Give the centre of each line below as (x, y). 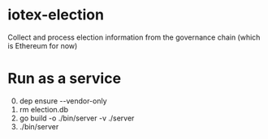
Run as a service (65, 79)
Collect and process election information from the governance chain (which (134, 37)
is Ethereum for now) (43, 45)
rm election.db (44, 109)
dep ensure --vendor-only (63, 101)
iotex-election (56, 15)
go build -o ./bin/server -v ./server (77, 118)
